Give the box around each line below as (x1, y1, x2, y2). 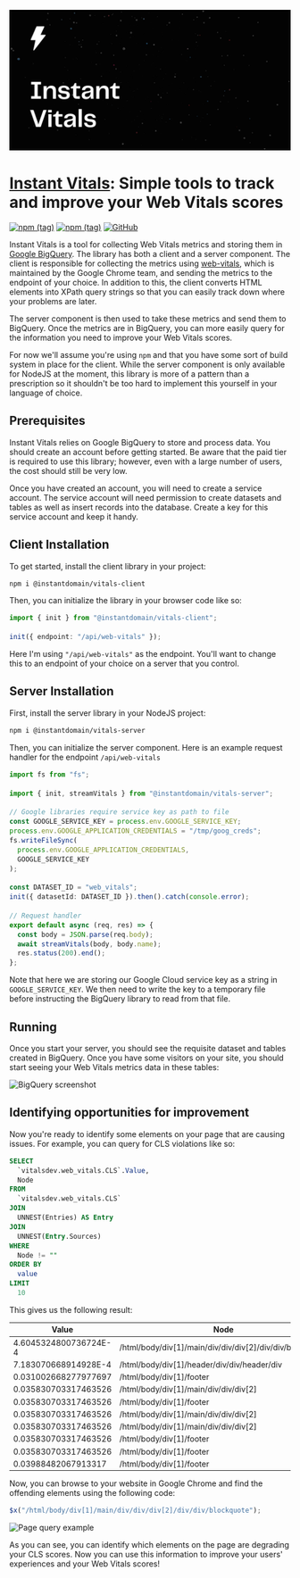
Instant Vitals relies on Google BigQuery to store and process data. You (9, 436, 271, 447)
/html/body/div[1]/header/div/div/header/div (119, 1358, 283, 1370)
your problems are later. (9, 295, 97, 306)
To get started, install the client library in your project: (9, 561, 207, 571)
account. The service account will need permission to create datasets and (9, 492, 282, 502)
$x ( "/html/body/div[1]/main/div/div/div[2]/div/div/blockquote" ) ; (9, 1506, 262, 1516)
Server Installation (9, 684, 114, 699)
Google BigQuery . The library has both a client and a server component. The (9, 248, 291, 259)
